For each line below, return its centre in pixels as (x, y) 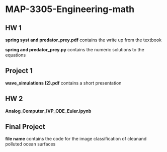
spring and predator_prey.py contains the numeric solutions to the (75, 50)
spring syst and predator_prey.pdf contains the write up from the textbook (83, 40)
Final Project (25, 127)
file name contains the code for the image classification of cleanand (76, 139)
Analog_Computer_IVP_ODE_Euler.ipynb (48, 111)
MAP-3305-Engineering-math (70, 9)
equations (16, 55)
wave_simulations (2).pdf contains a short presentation (63, 83)
